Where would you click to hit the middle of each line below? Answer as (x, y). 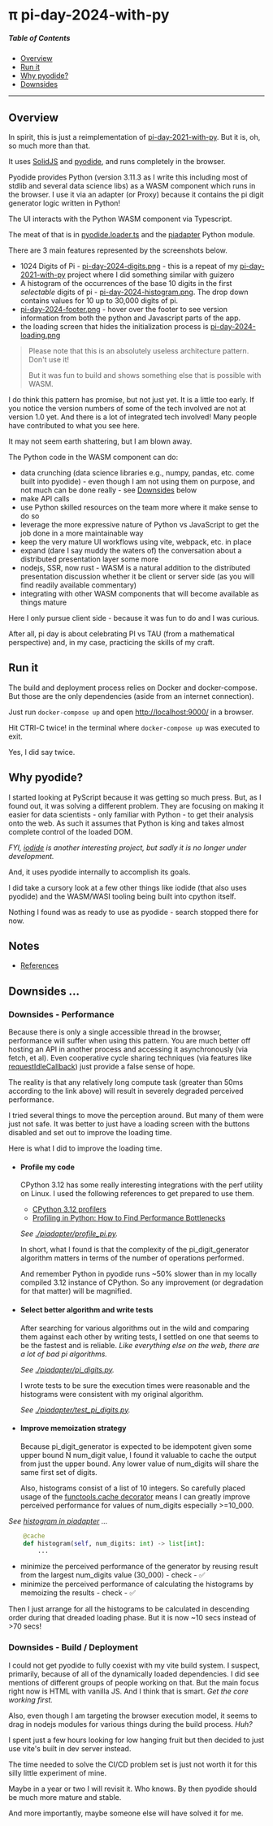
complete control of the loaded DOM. (71, 831)
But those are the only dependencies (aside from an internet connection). (131, 696)
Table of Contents (39, 37)
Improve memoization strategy (73, 1429)
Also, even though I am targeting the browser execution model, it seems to (133, 1715)
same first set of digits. (58, 1472)
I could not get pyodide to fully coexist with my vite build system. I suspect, (134, 1665)
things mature (43, 602)
